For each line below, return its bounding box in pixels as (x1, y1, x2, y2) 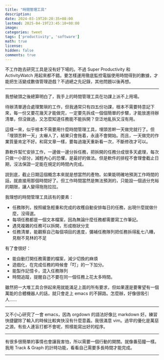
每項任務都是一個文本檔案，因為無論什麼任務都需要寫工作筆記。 (12, 217, 141, 222)
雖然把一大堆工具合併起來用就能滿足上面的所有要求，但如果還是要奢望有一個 (5, 284, 159, 290)
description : (5, 12, 32, 17)
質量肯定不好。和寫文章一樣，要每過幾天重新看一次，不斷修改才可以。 (9, 139, 150, 144)
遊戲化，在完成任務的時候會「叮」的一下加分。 (12, 262, 106, 268)
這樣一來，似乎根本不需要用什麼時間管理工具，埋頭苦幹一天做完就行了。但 (5, 126, 155, 132)
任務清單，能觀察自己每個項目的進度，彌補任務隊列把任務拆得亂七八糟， (12, 229, 158, 235)
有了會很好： (5, 245, 31, 251)
